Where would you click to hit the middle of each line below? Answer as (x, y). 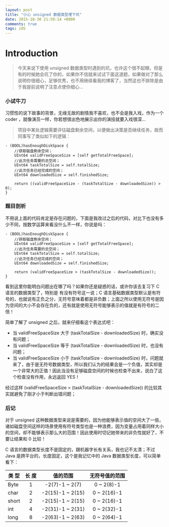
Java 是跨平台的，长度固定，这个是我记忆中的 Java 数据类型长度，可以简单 (83, 456)
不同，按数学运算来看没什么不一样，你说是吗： (58, 224)
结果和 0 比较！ (30, 438)
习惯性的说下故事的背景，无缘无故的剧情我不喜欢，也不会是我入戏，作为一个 (84, 113)
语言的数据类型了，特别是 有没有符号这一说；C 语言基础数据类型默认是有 (81, 293)
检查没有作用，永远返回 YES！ (48, 377)
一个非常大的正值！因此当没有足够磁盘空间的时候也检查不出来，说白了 (85, 371)
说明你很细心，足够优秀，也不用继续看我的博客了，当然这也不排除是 (88, 80)
